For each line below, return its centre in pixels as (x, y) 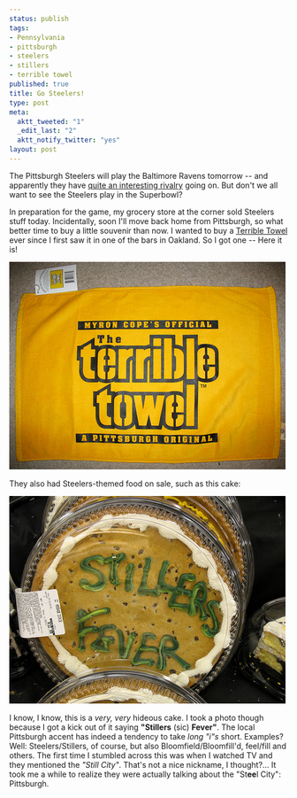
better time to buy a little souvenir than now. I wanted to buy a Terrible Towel (148, 230)
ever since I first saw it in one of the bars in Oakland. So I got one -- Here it (146, 240)
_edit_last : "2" (47, 131)
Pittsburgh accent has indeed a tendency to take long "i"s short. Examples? (147, 736)
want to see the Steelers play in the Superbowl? (96, 194)
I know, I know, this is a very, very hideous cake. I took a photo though (137, 717)
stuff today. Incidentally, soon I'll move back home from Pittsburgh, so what (146, 221)
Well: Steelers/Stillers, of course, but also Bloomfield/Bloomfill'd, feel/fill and (148, 746)
